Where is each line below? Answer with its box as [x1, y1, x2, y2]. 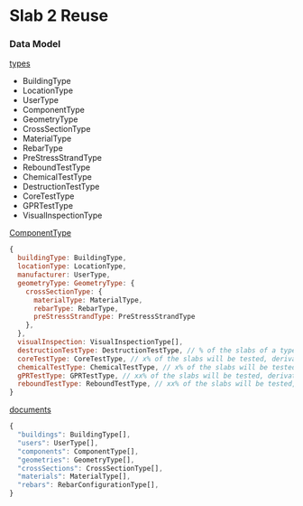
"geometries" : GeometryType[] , [17, 455, 135, 464]
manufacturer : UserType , [17, 270, 111, 280]
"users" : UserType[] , [17, 438, 99, 447]
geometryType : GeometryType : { [17, 278, 135, 287]
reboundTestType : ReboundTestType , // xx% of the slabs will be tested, [17, 379, 297, 389]
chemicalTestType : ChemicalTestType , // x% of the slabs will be [17, 362, 269, 371]
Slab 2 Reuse [9, 5, 109, 26]
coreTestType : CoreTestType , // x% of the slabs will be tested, [17, 354, 269, 363]
